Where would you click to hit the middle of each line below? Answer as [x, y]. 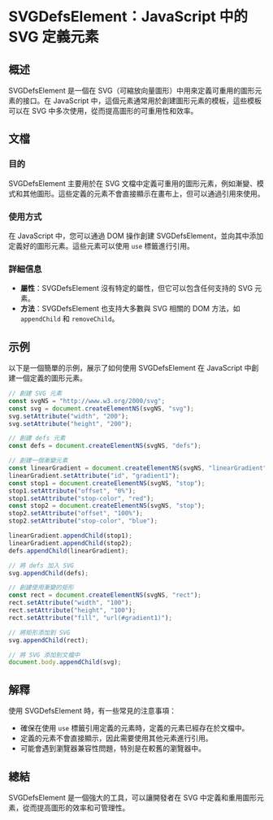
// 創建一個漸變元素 [38, 461]
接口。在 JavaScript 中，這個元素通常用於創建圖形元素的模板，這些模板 [142, 101]
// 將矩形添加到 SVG [39, 632]
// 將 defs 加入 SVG [41, 566]
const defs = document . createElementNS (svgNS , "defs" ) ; [105, 446]
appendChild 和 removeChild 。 [69, 319]
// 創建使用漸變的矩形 [41, 588]
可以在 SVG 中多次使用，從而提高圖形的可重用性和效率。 [103, 111]
